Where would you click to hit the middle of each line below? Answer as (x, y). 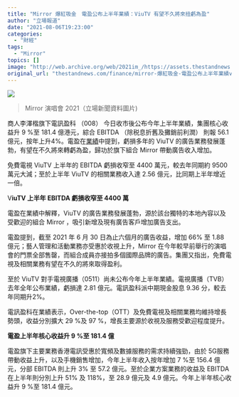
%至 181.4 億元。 (52, 386)
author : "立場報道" (34, 21)
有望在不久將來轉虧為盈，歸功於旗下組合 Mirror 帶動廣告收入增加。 (118, 149)
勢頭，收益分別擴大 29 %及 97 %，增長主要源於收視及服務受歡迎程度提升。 (118, 320)
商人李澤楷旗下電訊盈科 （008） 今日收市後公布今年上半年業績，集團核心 (115, 123)
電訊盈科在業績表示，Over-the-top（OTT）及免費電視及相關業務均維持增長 (117, 312)
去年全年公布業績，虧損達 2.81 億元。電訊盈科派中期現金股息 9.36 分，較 (114, 287)
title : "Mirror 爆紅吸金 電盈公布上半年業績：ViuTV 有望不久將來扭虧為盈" (108, 14)
